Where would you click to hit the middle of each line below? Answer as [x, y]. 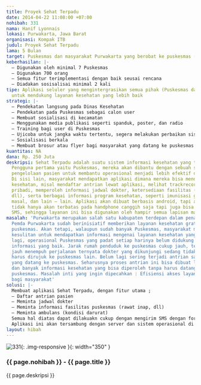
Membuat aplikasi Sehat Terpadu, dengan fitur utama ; [81, 291]
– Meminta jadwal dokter [42, 302]
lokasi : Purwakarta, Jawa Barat [46, 34]
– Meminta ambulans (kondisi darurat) [60, 313]
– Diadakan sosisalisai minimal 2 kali [61, 85]
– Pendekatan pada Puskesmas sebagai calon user [73, 112]
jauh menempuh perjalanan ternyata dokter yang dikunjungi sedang [96, 252]
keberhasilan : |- [28, 62]
